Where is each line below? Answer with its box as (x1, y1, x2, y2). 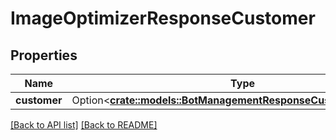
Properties (10, 47, 78, 64)
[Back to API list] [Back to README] (10, 119, 158, 131)
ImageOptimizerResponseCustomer (10, 7, 316, 30)
